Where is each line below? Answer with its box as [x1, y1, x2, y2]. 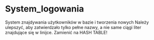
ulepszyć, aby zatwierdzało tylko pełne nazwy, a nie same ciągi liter [5, 24, 142, 30]
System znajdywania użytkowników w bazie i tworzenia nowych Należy [5, 19, 149, 25]
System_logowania [5, 3, 84, 14]
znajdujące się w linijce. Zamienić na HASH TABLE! [5, 29, 108, 35]
